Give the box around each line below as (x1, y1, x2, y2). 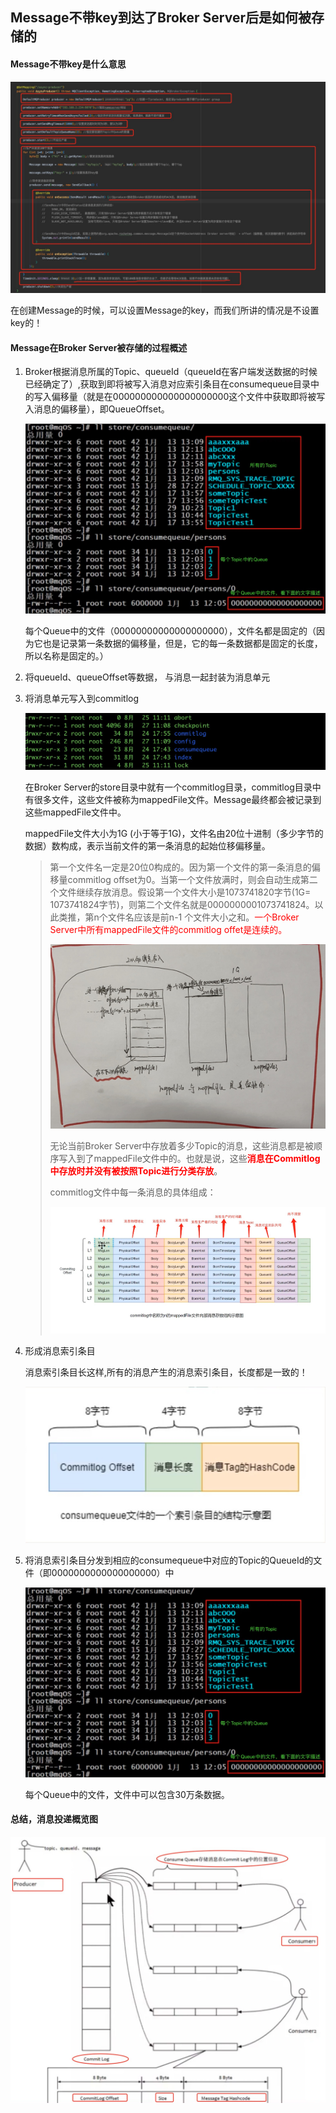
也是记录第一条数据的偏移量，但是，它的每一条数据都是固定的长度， (42, 637, 323, 649)
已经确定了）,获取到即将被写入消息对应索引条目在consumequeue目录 (24, 378, 312, 390)
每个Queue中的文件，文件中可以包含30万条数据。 (24, 1788, 230, 1800)
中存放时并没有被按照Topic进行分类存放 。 (49, 1164, 223, 1177)
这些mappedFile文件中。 (24, 806, 127, 818)
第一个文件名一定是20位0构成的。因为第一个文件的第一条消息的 (49, 861, 312, 873)
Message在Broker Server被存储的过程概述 (10, 341, 188, 353)
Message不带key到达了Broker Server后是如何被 (10, 9, 312, 27)
